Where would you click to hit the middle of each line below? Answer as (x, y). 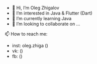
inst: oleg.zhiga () (30, 46)
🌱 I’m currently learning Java (42, 18)
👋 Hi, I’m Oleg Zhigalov (36, 8)
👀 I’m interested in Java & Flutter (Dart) (52, 13)
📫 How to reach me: (26, 34)
